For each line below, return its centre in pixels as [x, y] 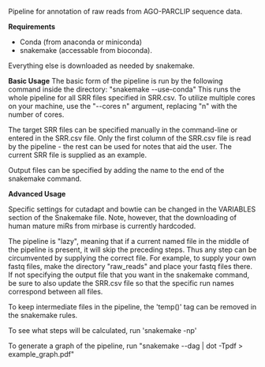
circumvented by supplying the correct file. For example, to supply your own [132, 258]
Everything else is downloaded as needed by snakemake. [101, 66]
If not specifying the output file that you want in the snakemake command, [129, 275]
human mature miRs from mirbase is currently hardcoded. [102, 226]
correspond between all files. [56, 292]
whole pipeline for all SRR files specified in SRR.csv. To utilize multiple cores [132, 97]
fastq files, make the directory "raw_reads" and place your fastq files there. [130, 266]
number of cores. [36, 114]
